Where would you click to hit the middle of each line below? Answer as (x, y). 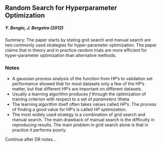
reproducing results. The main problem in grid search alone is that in (80, 125)
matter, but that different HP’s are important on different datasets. (77, 88)
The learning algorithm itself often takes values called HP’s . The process (84, 104)
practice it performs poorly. (39, 130)
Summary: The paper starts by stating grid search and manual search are (78, 40)
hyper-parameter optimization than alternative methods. (61, 56)
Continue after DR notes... (31, 139)
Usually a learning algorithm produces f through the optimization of (79, 94)
